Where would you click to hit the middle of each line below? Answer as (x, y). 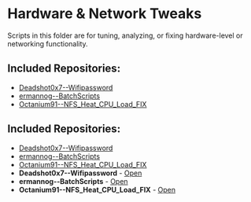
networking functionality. (48, 43)
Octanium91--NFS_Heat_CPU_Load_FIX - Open (97, 189)
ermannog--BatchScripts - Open (73, 181)
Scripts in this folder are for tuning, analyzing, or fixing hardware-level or (125, 35)
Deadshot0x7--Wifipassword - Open (80, 173)
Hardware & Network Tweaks (105, 14)
